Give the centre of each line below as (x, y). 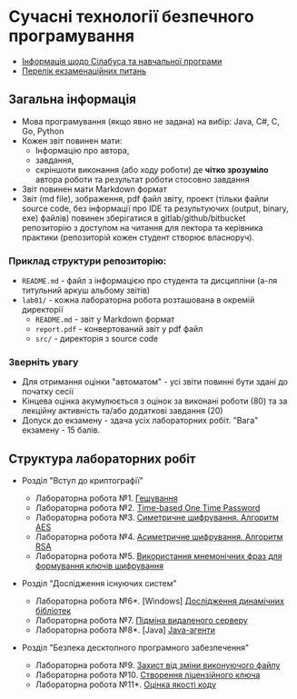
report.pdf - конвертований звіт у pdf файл (119, 329)
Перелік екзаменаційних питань (84, 71)
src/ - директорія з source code (97, 339)
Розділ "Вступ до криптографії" (83, 481)
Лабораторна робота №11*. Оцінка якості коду (126, 684)
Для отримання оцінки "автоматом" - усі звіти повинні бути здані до (154, 382)
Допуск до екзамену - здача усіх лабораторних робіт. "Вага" (140, 421)
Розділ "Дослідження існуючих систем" (99, 584)
